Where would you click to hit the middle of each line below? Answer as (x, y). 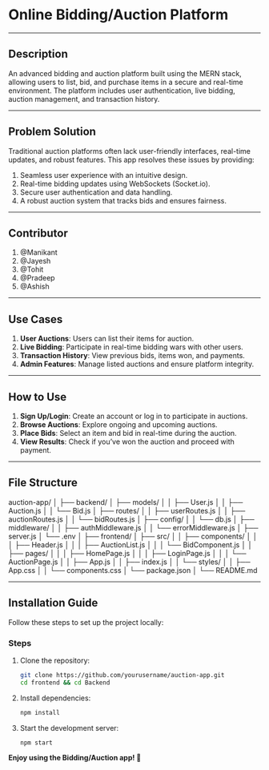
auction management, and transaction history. (84, 99)
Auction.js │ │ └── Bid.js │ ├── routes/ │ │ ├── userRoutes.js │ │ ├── (127, 510)
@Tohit (32, 269)
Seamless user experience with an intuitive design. (104, 175)
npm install (40, 712)
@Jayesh (35, 261)
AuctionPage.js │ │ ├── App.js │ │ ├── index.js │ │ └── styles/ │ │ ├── (129, 562)
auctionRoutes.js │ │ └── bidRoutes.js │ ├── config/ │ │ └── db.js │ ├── (131, 519)
